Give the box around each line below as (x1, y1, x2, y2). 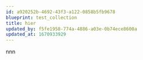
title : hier (5, 20, 36, 26)
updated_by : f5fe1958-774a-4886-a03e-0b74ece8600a (5, 25, 137, 32)
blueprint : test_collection (5, 15, 78, 21)
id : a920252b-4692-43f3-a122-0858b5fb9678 (5, 8, 116, 15)
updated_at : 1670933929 (5, 32, 67, 38)
